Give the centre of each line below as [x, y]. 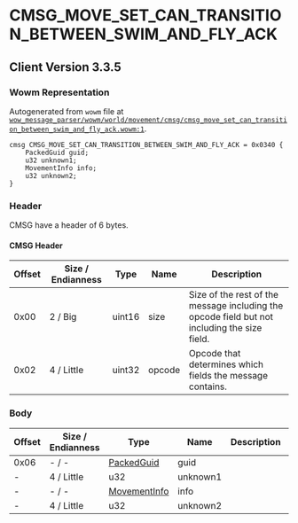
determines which [227, 364]
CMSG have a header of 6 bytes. [69, 225]
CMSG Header [36, 246]
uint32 [126, 371]
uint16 [126, 317]
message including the [236, 306]
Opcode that [215, 354]
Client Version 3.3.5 [65, 67]
